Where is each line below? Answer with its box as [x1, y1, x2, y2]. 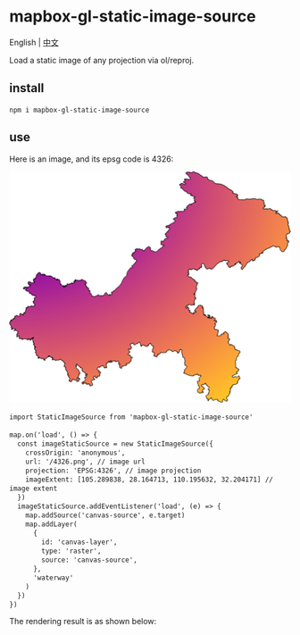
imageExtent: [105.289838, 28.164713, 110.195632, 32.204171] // [25, 475, 274, 484]
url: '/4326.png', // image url [25, 457, 146, 466]
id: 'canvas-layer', [41, 538, 118, 547]
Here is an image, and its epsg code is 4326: [9, 154, 174, 164]
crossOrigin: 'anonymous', [25, 448, 126, 457]
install [9, 80, 45, 96]
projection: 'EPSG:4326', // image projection [25, 466, 202, 475]
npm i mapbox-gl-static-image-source [9, 105, 150, 114]
